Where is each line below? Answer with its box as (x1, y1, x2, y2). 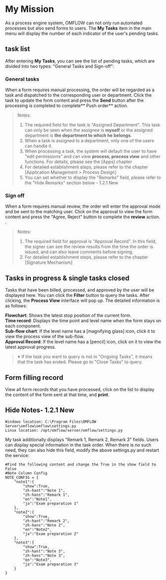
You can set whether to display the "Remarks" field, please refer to (24, 174, 161, 180)
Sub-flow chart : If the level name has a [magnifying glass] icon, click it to (5, 328, 155, 334)
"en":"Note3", (23, 557, 52, 562)
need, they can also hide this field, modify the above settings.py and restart (5, 447, 160, 453)
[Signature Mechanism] (24, 259, 73, 266)
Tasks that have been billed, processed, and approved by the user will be (5, 287, 155, 293)
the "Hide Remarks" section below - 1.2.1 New (24, 180, 118, 186)
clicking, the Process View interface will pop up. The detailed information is (5, 297, 160, 303)
